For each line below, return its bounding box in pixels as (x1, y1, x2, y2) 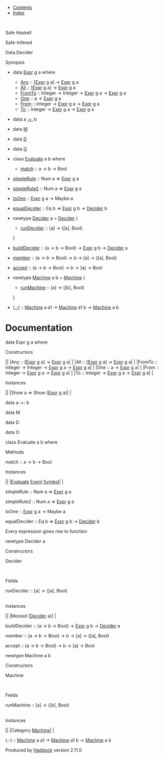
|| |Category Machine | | (5, 727, 55, 733)
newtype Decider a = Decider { (12, 215, 78, 221)
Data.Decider (5, 50, 33, 55)
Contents (12, 5, 32, 10)
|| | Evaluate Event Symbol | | (5, 478, 64, 485)
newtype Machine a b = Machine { (12, 274, 85, 281)
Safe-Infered (5, 39, 32, 45)
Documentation (5, 322, 73, 334)
